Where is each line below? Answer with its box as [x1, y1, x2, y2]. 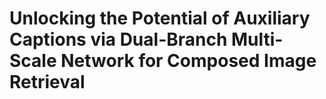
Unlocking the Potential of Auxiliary [9, 7, 311, 30]
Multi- [231, 28, 284, 51]
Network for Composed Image [60, 50, 317, 72]
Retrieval [9, 71, 86, 94]
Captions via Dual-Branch [9, 28, 228, 51]
